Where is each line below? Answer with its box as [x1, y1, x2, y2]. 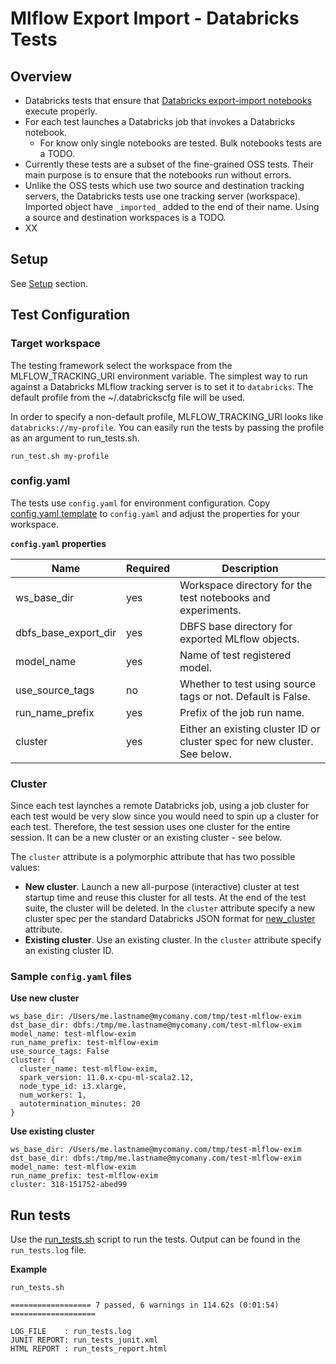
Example [10, 1263, 48, 1276]
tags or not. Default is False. [179, 689, 311, 703]
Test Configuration [10, 307, 131, 324]
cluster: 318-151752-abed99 [10, 1180, 128, 1190]
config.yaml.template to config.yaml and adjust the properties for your [10, 507, 301, 519]
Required [126, 561, 171, 575]
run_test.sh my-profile [10, 451, 110, 461]
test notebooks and [179, 590, 271, 604]
